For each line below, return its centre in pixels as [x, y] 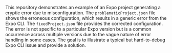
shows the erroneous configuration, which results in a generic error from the [86, 18]
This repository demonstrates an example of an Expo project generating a [83, 7]
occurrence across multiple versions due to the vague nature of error [78, 34]
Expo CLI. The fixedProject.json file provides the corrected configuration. [84, 23]
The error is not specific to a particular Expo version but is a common [78, 29]
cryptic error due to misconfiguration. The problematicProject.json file [80, 13]
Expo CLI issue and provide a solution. [46, 45]
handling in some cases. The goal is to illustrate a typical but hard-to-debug [85, 40]
